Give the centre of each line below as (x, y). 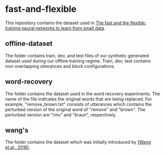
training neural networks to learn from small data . (55, 28)
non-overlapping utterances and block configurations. (60, 66)
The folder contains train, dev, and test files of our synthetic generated (77, 55)
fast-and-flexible (41, 9)
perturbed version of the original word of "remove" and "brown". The (75, 109)
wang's (17, 130)
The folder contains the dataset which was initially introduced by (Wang (78, 142)
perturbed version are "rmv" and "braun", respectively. (61, 114)
